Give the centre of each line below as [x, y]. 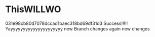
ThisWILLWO [33, 9]
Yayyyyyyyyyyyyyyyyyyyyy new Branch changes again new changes [78, 28]
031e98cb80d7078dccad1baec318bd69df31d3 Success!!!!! [67, 23]
